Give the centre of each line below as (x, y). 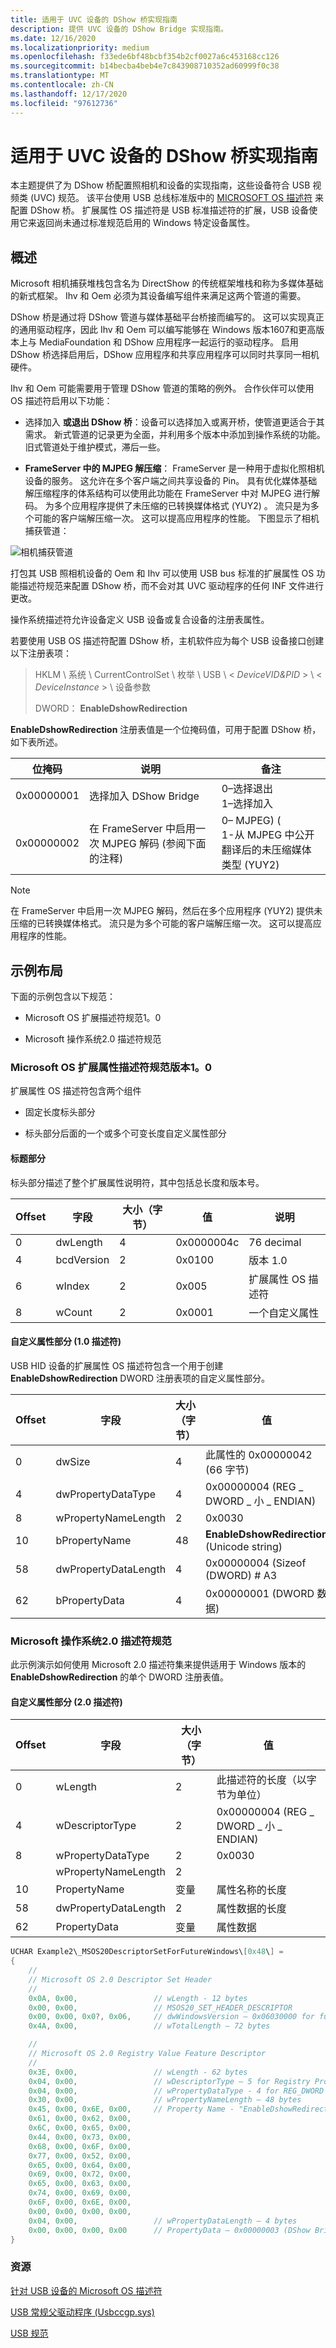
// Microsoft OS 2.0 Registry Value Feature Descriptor (147, 2054)
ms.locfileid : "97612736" (64, 103)
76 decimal (275, 1242)
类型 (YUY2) (250, 865)
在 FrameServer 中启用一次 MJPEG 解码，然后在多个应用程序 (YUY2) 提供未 (166, 911)
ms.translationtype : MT (60, 76)
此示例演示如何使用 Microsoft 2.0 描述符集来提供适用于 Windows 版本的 (158, 1665)
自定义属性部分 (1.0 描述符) (66, 1342)
